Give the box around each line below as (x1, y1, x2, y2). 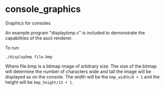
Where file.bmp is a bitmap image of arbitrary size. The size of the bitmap (5, 63, 157, 69)
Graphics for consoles (5, 20, 51, 26)
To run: (5, 44, 20, 50)
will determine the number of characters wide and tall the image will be (5, 68, 151, 74)
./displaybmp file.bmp (5, 54, 52, 59)
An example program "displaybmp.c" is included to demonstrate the (5, 29, 145, 35)
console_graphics (5, 3, 81, 15)
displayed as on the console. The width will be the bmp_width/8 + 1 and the (5, 73, 160, 79)
